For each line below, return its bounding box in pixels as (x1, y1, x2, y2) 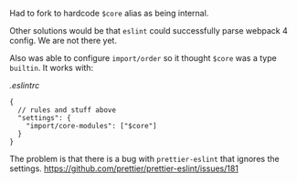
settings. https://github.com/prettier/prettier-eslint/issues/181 (9, 163, 239, 174)
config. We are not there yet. (9, 36, 117, 46)
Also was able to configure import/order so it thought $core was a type (9, 53, 277, 63)
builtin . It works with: (9, 63, 94, 73)
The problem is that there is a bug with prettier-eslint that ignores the (9, 154, 281, 164)
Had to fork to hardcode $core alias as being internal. (9, 8, 209, 18)
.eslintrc (9, 80, 40, 90)
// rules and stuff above (17, 106, 117, 115)
